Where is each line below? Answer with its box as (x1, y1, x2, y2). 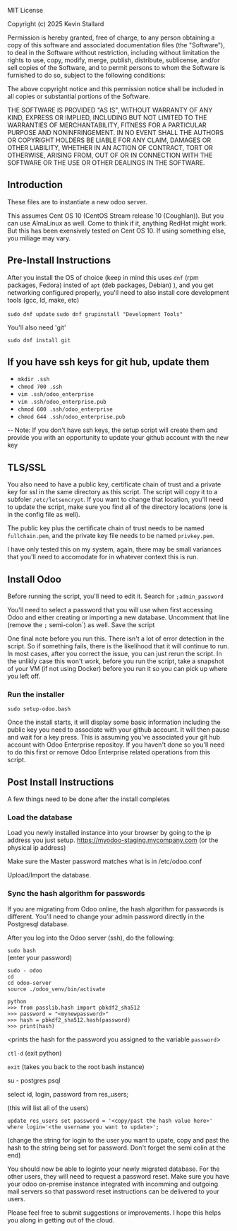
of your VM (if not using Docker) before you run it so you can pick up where (7, 665, 228, 673)
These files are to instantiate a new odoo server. (7, 197, 147, 206)
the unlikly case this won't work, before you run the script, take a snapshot (7, 657, 224, 665)
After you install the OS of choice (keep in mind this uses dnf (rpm (7, 273, 199, 281)
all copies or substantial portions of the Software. (7, 92, 150, 100)
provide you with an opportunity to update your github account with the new (7, 433, 229, 442)
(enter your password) (7, 953, 73, 962)
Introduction (7, 179, 63, 191)
